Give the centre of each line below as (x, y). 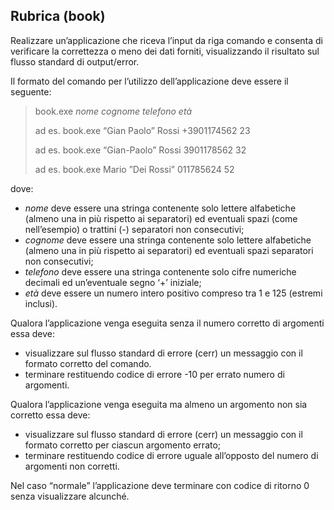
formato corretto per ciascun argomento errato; (123, 445)
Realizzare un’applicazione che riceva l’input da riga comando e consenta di (166, 40)
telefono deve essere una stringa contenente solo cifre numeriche (160, 271)
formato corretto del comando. (88, 363)
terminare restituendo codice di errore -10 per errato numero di (154, 374)
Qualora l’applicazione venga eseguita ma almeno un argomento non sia (159, 404)
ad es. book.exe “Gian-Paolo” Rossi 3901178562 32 (140, 150)
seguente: (31, 91)
